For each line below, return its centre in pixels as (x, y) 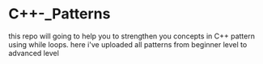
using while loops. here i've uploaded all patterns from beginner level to (128, 44)
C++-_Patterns (59, 14)
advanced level (34, 53)
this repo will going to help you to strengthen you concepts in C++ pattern (131, 36)
